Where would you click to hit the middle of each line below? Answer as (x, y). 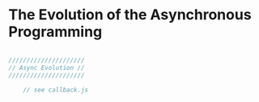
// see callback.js (56, 90)
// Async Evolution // (47, 67)
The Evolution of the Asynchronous (130, 15)
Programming (55, 32)
